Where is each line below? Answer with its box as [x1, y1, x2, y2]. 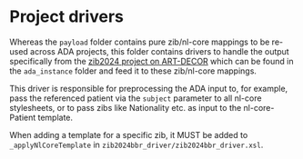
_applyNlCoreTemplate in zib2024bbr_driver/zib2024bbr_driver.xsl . [9, 139, 264, 150]
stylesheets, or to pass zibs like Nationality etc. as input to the [9, 102, 242, 113]
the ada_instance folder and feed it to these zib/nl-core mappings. [9, 65, 258, 76]
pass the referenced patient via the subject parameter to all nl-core [9, 93, 262, 104]
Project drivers [9, 6, 125, 27]
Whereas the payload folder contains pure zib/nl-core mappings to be [9, 36, 270, 47]
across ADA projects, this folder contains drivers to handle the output [30, 45, 289, 56]
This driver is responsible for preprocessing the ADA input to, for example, [9, 83, 288, 94]
